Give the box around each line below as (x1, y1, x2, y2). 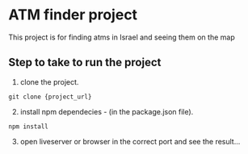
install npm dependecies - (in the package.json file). (19, 106, 194, 116)
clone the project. (19, 77, 79, 86)
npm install (8, 123, 48, 131)
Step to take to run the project (8, 56, 162, 69)
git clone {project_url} (8, 93, 92, 101)
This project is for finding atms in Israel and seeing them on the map (8, 32, 236, 42)
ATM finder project (8, 6, 138, 24)
